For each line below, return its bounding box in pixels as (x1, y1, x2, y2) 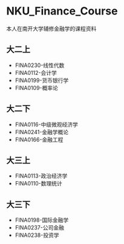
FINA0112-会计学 (15, 69, 57, 76)
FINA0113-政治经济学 (15, 172, 68, 179)
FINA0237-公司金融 (15, 224, 65, 231)
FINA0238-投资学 (15, 231, 59, 239)
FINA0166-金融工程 (15, 136, 64, 143)
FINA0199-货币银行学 (15, 77, 69, 84)
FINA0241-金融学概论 (15, 128, 69, 135)
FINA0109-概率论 (15, 84, 59, 91)
